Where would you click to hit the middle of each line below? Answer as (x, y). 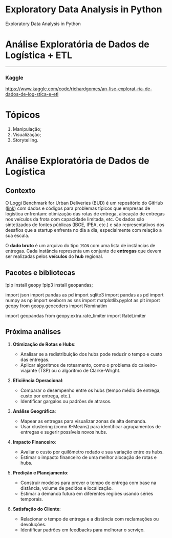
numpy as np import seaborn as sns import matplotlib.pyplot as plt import (83, 300)
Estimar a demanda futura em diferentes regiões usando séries (87, 493)
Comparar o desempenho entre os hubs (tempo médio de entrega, (91, 390)
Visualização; (27, 135)
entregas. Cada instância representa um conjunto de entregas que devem (83, 251)
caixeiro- (148, 365)
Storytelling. (25, 140)
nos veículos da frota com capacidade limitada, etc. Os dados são (75, 220)
